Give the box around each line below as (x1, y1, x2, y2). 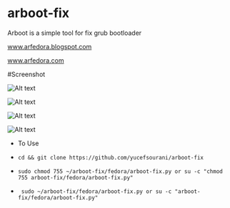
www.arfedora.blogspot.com (7, 42, 92, 51)
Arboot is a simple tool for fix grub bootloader (7, 28, 142, 37)
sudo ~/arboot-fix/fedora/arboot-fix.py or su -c (21, 187, 172, 195)
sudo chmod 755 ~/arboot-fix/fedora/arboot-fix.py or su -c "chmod (17, 167, 223, 175)
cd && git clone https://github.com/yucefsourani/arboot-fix (17, 154, 204, 161)
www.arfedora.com (7, 56, 64, 65)
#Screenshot (7, 70, 46, 78)
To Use (17, 139, 39, 147)
